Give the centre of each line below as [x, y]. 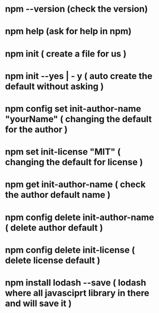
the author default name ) [58, 195]
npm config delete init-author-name [80, 217]
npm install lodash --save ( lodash [76, 282]
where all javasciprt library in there [77, 293]
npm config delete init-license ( [70, 250]
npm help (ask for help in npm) [68, 31]
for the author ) [36, 129]
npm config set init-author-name [73, 109]
